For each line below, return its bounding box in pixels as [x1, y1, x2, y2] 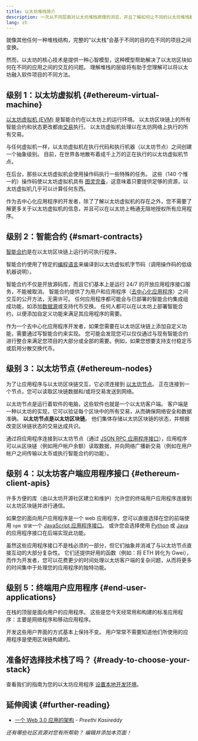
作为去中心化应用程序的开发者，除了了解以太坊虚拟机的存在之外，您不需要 [6, 198, 187, 205]
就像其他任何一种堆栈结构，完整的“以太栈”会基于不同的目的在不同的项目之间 [6, 37, 192, 44]
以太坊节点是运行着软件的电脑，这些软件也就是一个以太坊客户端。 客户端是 [6, 400, 189, 407]
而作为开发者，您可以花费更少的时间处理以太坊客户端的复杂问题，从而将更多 [6, 556, 192, 564]
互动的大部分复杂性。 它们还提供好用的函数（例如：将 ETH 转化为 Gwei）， [11, 549, 192, 556]
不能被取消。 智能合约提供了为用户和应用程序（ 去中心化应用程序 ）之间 [16, 288, 189, 295]
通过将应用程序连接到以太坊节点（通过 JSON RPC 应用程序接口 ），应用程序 [6, 434, 187, 442]
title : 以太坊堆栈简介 [6, 8, 56, 15]
